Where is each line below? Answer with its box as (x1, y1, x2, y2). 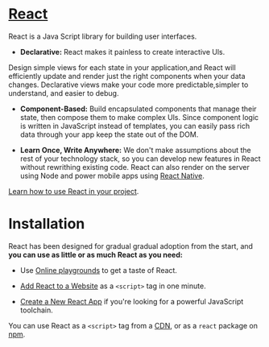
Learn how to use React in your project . (8, 186, 139, 196)
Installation (8, 215, 85, 233)
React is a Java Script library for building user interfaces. (8, 31, 197, 41)
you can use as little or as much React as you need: (8, 250, 183, 259)
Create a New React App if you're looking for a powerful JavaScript (19, 296, 244, 306)
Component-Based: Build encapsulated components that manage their (19, 104, 257, 114)
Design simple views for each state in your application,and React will (8, 62, 236, 72)
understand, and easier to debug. (8, 88, 119, 97)
